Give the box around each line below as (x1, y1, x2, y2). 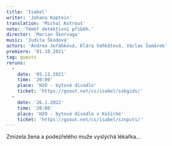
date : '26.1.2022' (17, 99, 64, 105)
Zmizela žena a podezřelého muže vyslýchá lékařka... (6, 133, 142, 141)
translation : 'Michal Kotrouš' (6, 20, 86, 26)
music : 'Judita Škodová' (6, 37, 70, 43)
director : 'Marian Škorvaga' (6, 32, 81, 38)
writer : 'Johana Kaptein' (6, 15, 72, 21)
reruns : (6, 60, 26, 66)
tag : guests (6, 54, 37, 60)
